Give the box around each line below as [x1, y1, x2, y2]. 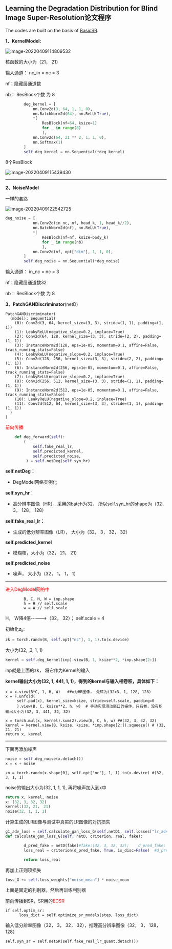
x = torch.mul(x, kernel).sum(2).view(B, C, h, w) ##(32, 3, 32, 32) [5, 718, 157, 723]
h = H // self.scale [24, 601, 68, 606]
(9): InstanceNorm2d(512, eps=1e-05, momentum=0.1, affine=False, [14, 388, 159, 393]
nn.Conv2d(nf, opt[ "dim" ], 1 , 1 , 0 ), [32, 249, 114, 254]
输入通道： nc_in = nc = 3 [5, 69, 59, 76]
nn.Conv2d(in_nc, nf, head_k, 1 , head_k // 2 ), [32, 220, 132, 226]
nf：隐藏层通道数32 [5, 279, 47, 286]
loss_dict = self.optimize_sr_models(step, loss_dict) [18, 913, 139, 918]
